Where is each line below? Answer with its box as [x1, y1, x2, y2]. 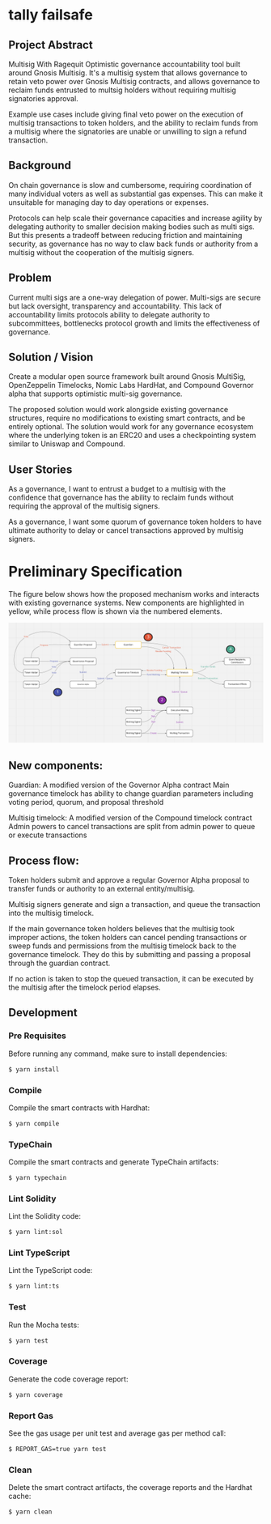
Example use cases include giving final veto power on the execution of [8, 109, 244, 119]
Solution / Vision [8, 351, 94, 364]
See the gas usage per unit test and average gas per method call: [8, 1428, 227, 1438]
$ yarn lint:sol [8, 1228, 63, 1237]
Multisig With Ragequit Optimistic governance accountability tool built [8, 59, 241, 69]
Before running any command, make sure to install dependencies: [8, 1049, 228, 1058]
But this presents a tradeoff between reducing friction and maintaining [8, 230, 243, 240]
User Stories [8, 462, 73, 476]
